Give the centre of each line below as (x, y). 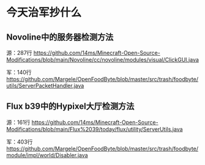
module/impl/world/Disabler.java (47, 155)
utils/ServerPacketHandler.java (45, 86)
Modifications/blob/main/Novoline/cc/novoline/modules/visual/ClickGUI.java (102, 60)
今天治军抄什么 (44, 13)
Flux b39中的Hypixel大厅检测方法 (70, 107)
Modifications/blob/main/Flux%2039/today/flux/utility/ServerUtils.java (95, 129)
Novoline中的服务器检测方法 (60, 37)
